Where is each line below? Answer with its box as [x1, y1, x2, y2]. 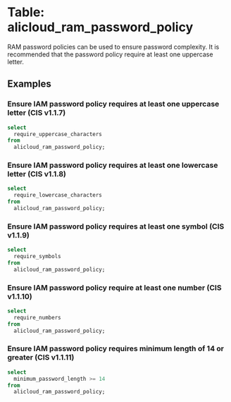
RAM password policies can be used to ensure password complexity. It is [7, 42, 220, 51]
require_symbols [13, 253, 61, 260]
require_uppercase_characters [13, 130, 102, 138]
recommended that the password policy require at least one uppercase [7, 50, 213, 59]
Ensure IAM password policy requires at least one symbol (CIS [7, 221, 225, 231]
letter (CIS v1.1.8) [7, 169, 67, 179]
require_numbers [13, 314, 61, 321]
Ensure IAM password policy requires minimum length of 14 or [7, 343, 224, 353]
